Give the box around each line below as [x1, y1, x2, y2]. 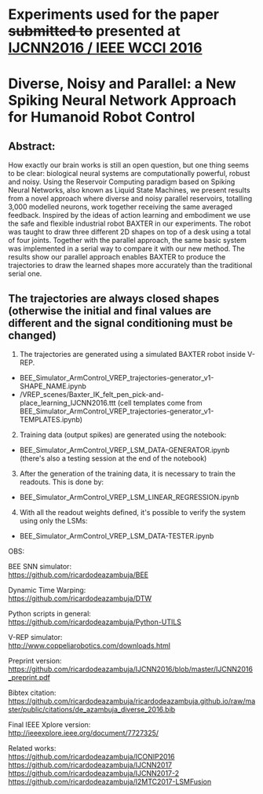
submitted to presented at [8, 22, 181, 40]
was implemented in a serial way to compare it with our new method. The [8, 244, 245, 253]
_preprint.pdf [8, 673, 51, 682]
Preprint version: [8, 656, 62, 665]
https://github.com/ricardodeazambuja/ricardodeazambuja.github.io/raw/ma [8, 697, 256, 705]
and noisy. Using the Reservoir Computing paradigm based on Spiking [8, 177, 236, 186]
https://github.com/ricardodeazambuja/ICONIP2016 [8, 752, 175, 761]
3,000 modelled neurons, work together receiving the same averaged [8, 202, 233, 211]
